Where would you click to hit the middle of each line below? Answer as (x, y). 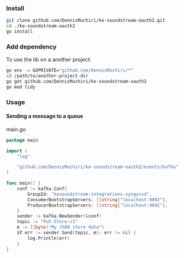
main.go (16, 129)
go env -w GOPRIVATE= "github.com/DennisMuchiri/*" (70, 70)
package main (22, 140)
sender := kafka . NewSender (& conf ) (59, 216)
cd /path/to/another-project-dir (47, 76)
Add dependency (32, 47)
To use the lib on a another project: (49, 60)
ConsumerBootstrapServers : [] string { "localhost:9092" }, (98, 199)
